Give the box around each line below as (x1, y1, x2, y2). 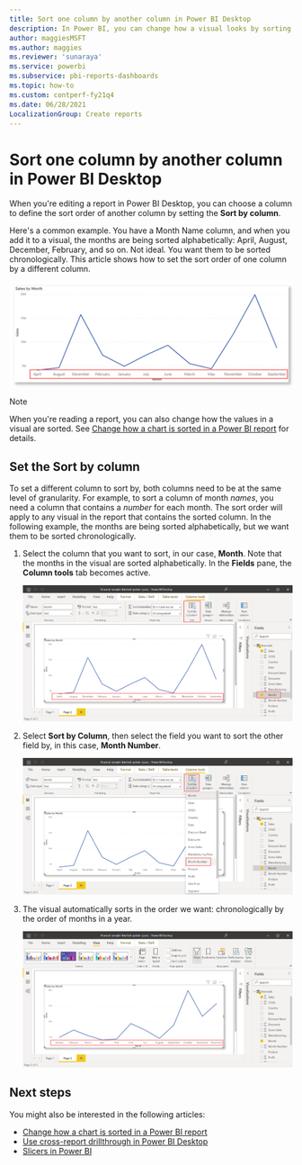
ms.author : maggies (9, 43, 83, 52)
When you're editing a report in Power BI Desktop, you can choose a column (9, 198, 293, 209)
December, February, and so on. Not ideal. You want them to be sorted (9, 244, 271, 256)
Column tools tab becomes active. (22, 567, 151, 578)
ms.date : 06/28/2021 (9, 100, 87, 109)
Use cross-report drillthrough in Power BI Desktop (22, 1135, 209, 1147)
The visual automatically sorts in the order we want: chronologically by (22, 903, 285, 914)
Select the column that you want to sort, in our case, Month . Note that (22, 548, 282, 559)
